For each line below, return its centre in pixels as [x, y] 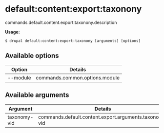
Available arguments [37, 95]
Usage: [13, 32]
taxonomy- [20, 117]
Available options [32, 56]
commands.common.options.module [78, 77]
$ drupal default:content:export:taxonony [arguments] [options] [73, 41]
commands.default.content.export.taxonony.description [61, 22]
